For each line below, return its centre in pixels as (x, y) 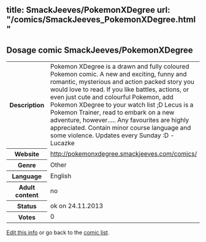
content (27, 195)
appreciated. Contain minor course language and (120, 128)
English (61, 176)
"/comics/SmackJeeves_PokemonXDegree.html (101, 20)
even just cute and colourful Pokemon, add (112, 97)
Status (27, 206)
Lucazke (62, 143)
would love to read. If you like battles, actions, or (120, 89)
